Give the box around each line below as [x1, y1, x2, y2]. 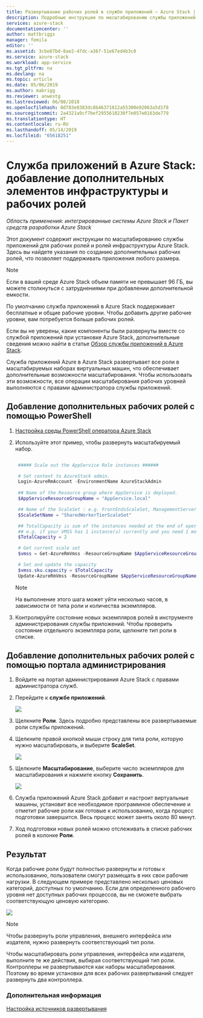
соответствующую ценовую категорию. [6, 898, 110, 905]
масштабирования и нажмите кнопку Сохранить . [14, 771, 144, 778]
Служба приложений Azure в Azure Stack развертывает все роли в [6, 358, 179, 365]
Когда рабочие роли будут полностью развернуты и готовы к [6, 866, 166, 873]
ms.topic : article [6, 76, 53, 82]
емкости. [6, 291, 30, 298]
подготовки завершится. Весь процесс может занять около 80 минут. [14, 814, 196, 821]
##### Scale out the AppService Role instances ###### [18, 462, 159, 468]
